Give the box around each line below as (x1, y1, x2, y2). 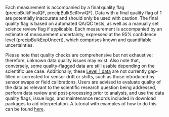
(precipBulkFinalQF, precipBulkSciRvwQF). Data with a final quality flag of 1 (5, 10, 162, 16)
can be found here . (5, 106, 45, 112)
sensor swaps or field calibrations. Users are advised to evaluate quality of (5, 79, 161, 85)
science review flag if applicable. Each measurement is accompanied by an (5, 26, 162, 32)
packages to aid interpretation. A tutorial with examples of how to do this (5, 101, 157, 106)
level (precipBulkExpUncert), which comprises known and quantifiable (5, 37, 152, 43)
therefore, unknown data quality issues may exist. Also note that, (5, 57, 140, 63)
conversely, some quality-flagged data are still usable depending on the (5, 63, 155, 69)
